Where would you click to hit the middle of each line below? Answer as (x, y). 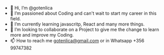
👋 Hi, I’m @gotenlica (31, 8)
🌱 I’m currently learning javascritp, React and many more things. (77, 24)
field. (16, 19)
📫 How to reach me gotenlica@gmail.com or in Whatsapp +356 (77, 40)
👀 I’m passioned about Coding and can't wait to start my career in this (83, 13)
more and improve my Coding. (42, 35)
